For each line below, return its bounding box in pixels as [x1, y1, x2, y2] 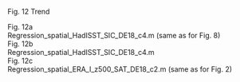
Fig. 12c [7, 56, 33, 65]
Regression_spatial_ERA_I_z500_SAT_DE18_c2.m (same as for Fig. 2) [7, 64, 233, 74]
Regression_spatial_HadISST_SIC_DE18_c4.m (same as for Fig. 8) [7, 31, 221, 40]
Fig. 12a [7, 22, 33, 31]
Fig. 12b [7, 39, 33, 49]
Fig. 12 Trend [7, 7, 50, 16]
